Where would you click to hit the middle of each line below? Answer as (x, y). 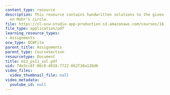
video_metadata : (22, 80)
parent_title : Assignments (34, 47)
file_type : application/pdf (35, 29)
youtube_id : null (28, 84)
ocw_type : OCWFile (25, 43)
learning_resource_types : (32, 33)
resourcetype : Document (30, 57)
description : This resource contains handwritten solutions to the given (85, 15)
